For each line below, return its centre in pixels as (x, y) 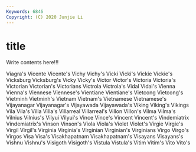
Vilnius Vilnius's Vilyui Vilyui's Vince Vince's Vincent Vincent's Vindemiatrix (98, 118)
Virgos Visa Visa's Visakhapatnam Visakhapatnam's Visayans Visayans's (95, 137)
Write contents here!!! (32, 62)
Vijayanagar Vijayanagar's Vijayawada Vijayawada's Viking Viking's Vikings (97, 105)
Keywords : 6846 (25, 11)
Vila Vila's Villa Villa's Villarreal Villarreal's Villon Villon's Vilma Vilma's (91, 111)
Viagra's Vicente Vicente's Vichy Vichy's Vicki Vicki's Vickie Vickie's (89, 74)
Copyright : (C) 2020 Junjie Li (45, 17)
